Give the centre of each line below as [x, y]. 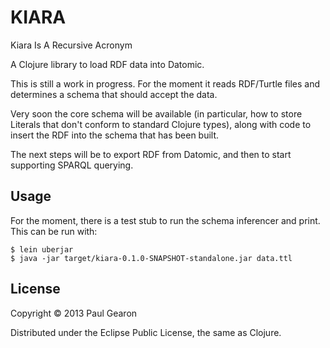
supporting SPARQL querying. [72, 165]
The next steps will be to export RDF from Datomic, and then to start [151, 154]
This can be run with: [54, 231]
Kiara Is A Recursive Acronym [71, 45]
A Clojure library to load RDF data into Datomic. [107, 64]
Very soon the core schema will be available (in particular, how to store [156, 113]
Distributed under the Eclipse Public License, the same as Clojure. [146, 332]
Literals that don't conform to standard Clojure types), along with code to [161, 124]
